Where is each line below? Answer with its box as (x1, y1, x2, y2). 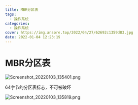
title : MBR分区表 (5, 7, 38, 12)
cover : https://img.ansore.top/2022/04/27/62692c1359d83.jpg (5, 30, 134, 35)
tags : (5, 12, 16, 17)
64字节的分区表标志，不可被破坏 (5, 84, 71, 90)
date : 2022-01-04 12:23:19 (5, 35, 61, 40)
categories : (5, 21, 30, 26)
